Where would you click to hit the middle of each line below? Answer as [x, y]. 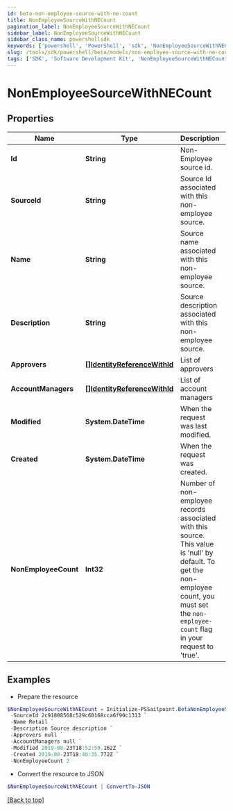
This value [197, 544]
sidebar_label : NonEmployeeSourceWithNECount [74, 33]
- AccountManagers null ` [46, 741]
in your [191, 637]
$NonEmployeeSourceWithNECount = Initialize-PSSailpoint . [93, 709]
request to [197, 646]
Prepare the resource [48, 696]
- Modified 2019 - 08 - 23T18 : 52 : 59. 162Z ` [66, 748]
